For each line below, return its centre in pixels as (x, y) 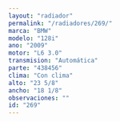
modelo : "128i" (34, 38)
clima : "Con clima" (41, 75)
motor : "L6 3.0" (35, 53)
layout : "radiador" (41, 16)
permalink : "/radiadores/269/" (60, 23)
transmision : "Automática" (53, 61)
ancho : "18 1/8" (35, 90)
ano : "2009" (28, 46)
